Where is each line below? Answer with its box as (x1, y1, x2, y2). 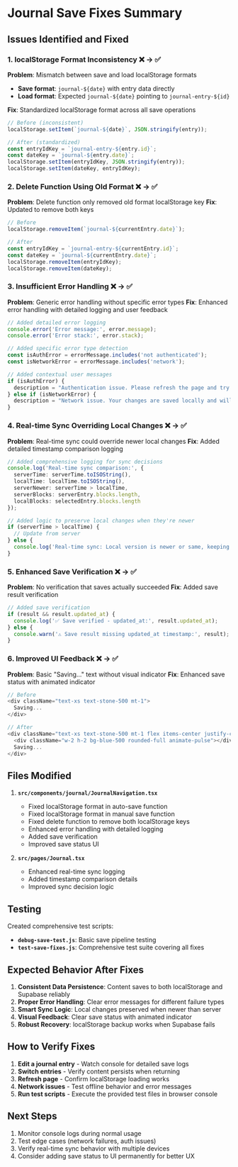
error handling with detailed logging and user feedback (7, 305, 168, 313)
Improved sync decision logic (28, 883, 115, 891)
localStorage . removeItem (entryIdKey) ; (7, 258, 122, 265)
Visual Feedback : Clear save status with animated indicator (17, 1012, 193, 1021)
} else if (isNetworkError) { (7, 391, 97, 398)
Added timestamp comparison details (28, 875, 138, 883)
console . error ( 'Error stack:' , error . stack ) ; (7, 332, 144, 340)
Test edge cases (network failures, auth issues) (17, 1137, 157, 1145)
